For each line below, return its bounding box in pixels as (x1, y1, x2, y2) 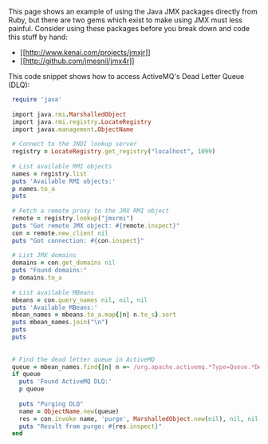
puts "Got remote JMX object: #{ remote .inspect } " (11, 221, 180, 230)
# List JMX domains (11, 252, 77, 260)
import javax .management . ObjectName (11, 125, 134, 133)
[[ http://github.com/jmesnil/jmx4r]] (19, 56, 135, 65)
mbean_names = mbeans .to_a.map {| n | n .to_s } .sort (11, 311, 177, 319)
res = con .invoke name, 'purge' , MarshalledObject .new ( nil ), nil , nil (18, 414, 259, 422)
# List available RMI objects (11, 162, 112, 170)
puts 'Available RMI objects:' (11, 177, 116, 185)
